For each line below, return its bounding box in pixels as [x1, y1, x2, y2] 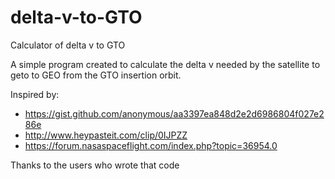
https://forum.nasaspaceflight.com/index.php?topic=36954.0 [24, 139, 278, 151]
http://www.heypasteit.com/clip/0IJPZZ [24, 129, 188, 141]
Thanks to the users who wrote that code [10, 159, 180, 171]
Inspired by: [10, 88, 60, 100]
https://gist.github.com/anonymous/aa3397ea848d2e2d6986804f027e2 [24, 107, 325, 120]
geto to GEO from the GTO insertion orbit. [10, 69, 182, 81]
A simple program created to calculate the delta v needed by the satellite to [10, 58, 321, 70]
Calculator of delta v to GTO [10, 39, 126, 51]
